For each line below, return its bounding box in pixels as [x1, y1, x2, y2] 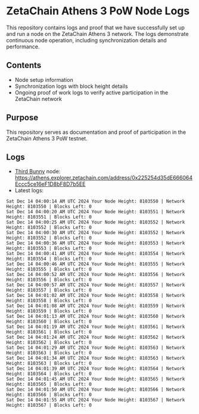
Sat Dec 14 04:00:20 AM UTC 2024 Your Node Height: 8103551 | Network [6, 209, 185, 215]
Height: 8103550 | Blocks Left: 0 [6, 204, 92, 210]
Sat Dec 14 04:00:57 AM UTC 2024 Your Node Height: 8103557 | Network [6, 282, 185, 288]
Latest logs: [14, 187, 43, 194]
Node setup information [14, 76, 73, 83]
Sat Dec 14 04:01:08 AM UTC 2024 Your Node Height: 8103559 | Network [6, 303, 185, 309]
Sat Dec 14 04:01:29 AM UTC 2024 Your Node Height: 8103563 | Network [6, 345, 185, 351]
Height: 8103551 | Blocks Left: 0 [6, 214, 92, 220]
